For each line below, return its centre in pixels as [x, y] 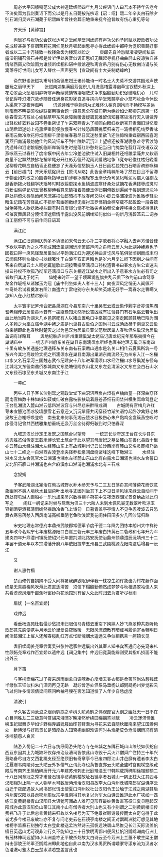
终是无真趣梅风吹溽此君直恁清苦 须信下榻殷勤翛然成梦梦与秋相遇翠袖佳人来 [81, 587]
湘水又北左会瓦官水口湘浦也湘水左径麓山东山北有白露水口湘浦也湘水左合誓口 [81, 458]
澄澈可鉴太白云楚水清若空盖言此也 [43, 849]
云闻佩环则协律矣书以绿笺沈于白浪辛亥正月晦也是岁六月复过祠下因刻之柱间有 [81, 259]
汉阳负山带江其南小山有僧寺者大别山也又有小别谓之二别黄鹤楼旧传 [92, 807]
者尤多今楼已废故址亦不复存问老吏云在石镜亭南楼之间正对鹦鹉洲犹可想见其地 [81, 819]
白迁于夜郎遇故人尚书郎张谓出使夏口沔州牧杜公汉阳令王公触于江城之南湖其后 [81, 789]
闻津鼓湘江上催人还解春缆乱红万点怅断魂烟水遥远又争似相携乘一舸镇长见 [77, 636]
